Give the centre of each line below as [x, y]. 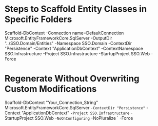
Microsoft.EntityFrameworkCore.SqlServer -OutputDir [59, 38]
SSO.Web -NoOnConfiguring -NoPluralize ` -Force [84, 118]
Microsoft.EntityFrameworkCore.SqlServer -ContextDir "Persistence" [75, 107]
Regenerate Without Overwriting [72, 79]
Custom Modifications [51, 89]
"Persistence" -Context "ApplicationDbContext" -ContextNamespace [74, 48]
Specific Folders [38, 19]
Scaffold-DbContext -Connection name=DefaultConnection [64, 33]
